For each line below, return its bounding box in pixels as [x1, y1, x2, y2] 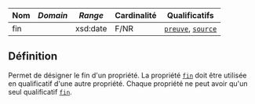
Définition [8, 50, 57, 63]
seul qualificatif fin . [8, 87, 72, 96]
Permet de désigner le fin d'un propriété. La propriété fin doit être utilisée [8, 70, 247, 80]
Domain [38, 10, 68, 20]
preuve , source [164, 23, 217, 34]
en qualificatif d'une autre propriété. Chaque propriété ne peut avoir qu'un [8, 78, 249, 88]
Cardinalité [115, 10, 157, 20]
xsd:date [75, 23, 107, 34]
